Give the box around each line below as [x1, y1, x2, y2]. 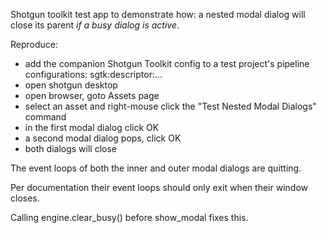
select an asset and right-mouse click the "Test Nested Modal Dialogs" [24, 100, 317, 112]
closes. [10, 192, 40, 204]
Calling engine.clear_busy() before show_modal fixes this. [10, 212, 249, 223]
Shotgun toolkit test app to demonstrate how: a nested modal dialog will [10, 9, 306, 20]
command [24, 111, 67, 123]
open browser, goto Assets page [24, 90, 160, 101]
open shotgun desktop [24, 79, 118, 91]
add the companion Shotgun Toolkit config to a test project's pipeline [24, 58, 310, 69]
